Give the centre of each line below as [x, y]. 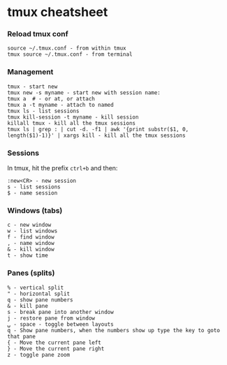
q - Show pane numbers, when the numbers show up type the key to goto [113, 330]
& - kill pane [28, 306]
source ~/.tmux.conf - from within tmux [67, 49]
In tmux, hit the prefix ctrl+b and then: [63, 168]
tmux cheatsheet [58, 12]
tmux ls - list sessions [43, 111]
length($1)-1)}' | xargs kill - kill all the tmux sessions [97, 135]
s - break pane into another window [60, 312]
